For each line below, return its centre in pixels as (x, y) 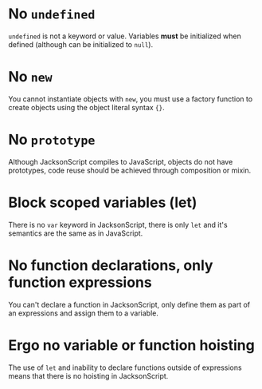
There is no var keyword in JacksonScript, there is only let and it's (118, 224)
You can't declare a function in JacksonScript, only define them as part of (129, 304)
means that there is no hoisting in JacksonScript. (88, 375)
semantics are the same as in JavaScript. (76, 233)
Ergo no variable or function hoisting (131, 345)
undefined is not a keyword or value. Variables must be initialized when (125, 36)
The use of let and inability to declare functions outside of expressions (125, 367)
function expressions (80, 282)
